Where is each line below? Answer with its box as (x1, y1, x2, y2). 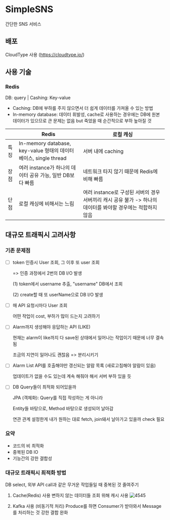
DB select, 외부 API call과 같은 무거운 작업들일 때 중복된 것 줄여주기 (5, 482, 139, 488)
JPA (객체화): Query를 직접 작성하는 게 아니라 (12, 395, 103, 401)
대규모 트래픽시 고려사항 (5, 230, 76, 239)
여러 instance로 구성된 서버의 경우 (83, 189, 160, 196)
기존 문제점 (5, 247, 31, 254)
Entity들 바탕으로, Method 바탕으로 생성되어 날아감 (12, 406, 114, 412)
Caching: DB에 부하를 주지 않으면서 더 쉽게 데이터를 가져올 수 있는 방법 (12, 105, 153, 111)
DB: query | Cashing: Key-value (5, 95, 71, 101)
